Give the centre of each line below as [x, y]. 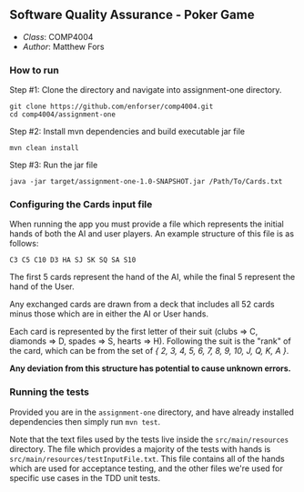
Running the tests [49, 392]
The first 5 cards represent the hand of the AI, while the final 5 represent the [152, 277]
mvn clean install [44, 148]
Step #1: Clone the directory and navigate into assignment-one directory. [146, 90]
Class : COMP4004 [58, 36]
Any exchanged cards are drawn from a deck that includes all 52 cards [142, 305]
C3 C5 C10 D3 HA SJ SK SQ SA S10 [73, 260]
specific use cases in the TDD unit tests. [85, 477]
